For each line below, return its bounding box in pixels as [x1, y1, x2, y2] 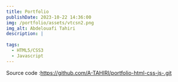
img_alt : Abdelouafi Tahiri [6, 25, 76, 31]
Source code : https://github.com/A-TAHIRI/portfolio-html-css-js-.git [6, 69, 172, 76]
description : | [6, 31, 44, 37]
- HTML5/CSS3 [11, 48, 44, 53]
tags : [6, 42, 20, 48]
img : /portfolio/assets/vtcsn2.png [6, 20, 94, 26]
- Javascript [11, 53, 44, 59]
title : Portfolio [6, 8, 49, 15]
